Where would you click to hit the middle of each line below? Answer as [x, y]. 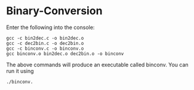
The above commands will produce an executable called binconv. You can [98, 65]
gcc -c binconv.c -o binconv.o [45, 49]
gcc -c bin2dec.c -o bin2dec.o [45, 38]
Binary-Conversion [54, 11]
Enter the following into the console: [50, 27]
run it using [20, 71]
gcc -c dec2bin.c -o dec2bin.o [45, 43]
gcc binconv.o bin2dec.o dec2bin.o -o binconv [65, 54]
